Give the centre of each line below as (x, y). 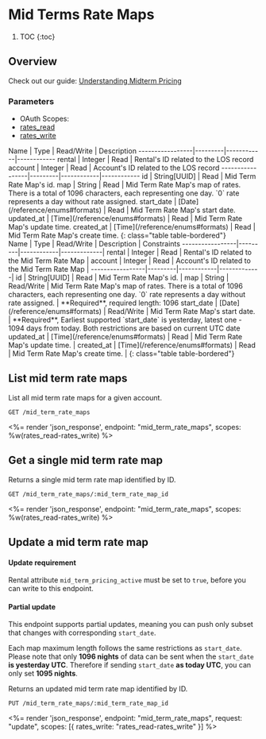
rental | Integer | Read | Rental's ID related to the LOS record (155, 160)
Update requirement (42, 563)
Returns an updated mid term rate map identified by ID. (98, 689)
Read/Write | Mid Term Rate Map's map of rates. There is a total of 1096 (126, 286)
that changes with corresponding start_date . (82, 633)
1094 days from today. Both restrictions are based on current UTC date (124, 328)
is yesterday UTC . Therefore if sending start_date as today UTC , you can (130, 665)
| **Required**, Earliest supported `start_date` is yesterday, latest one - (125, 320)
